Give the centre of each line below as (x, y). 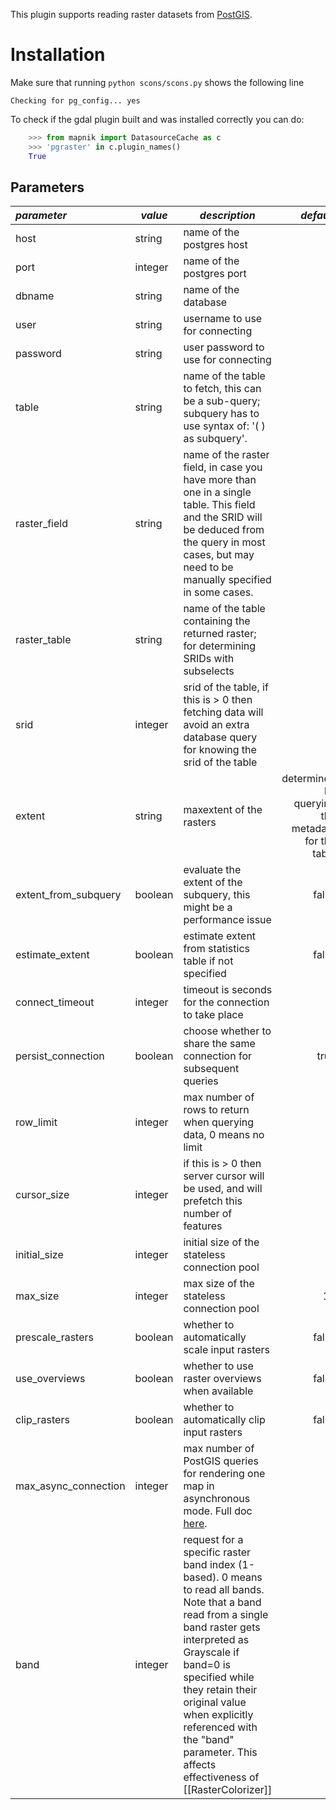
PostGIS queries (221, 1461)
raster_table (43, 640)
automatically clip (224, 1420)
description (227, 216)
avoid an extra (216, 725)
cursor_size (42, 1195)
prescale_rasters (54, 1337)
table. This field (219, 505)
